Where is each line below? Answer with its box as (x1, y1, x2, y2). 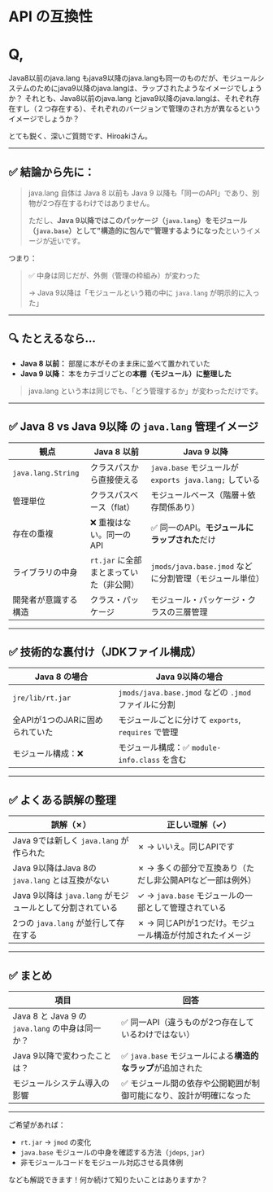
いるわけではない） (121, 1029, 195, 1040)
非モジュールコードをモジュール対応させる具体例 (19, 1158, 184, 1167)
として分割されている (37, 902, 119, 914)
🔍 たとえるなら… (8, 331, 96, 346)
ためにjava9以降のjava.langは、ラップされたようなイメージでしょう (36, 83, 262, 94)
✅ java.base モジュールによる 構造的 (121, 1050, 259, 1061)
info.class (118, 756, 161, 765)
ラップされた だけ (150, 534, 217, 546)
